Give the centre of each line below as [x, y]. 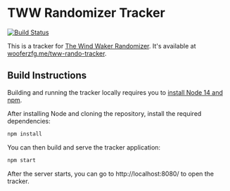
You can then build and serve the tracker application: [84, 147]
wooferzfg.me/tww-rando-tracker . [57, 53]
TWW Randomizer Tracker [86, 13]
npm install [25, 134]
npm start [22, 160]
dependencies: [29, 121]
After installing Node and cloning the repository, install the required [104, 113]
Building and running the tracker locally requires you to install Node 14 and [115, 92]
